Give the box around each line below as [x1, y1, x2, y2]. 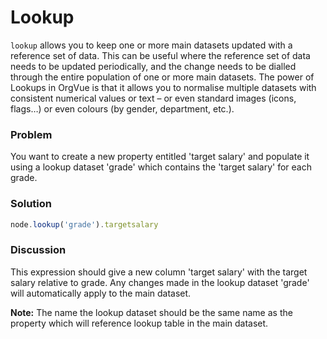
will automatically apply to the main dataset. [10, 287, 192, 299]
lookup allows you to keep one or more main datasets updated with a [10, 39, 293, 51]
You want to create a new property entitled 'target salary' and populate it [10, 151, 310, 163]
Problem [10, 127, 53, 141]
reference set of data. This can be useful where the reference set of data [10, 49, 311, 61]
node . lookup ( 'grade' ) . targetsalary [10, 219, 159, 230]
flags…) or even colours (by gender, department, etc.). [10, 102, 235, 115]
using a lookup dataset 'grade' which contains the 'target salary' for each [10, 161, 312, 173]
